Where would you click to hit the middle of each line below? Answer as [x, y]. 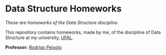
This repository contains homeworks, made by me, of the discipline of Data [83, 32]
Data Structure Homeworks [63, 9]
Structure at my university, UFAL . [39, 37]
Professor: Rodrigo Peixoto [33, 47]
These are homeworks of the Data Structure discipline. [62, 22]
